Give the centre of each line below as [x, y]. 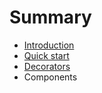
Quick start [46, 55]
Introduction [49, 45]
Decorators [47, 66]
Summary [50, 17]
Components [50, 77]
